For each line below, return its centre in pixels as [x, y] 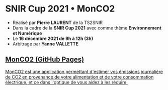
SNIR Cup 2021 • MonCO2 [60, 9]
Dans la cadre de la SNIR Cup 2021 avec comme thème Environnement [87, 27]
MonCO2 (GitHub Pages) [45, 60]
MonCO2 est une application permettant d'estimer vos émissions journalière [84, 71]
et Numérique [27, 33]
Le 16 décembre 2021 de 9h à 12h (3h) [53, 38]
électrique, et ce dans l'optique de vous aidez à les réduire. [67, 82]
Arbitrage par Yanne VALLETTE [46, 43]
